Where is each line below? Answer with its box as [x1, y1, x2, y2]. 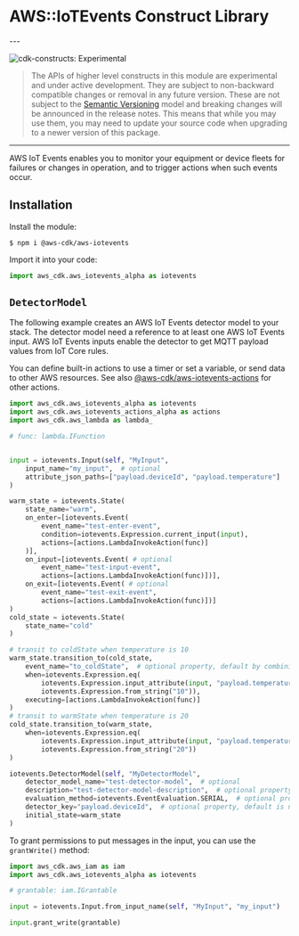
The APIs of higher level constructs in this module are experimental [30, 70, 278, 81]
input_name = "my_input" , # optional [25, 464, 162, 473]
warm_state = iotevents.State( [9, 497, 125, 505]
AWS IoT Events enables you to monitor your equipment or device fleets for [9, 152, 286, 163]
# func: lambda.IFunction [9, 432, 105, 441]
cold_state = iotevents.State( [9, 612, 125, 621]
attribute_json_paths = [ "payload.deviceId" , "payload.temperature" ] [25, 472, 280, 481]
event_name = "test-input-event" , [41, 563, 162, 572]
